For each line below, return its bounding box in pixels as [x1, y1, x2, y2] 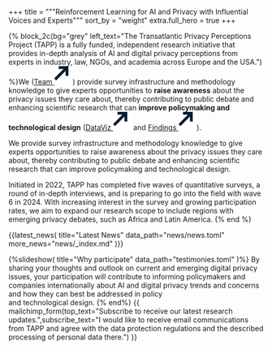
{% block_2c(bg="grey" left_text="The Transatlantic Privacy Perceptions [8, 32, 252, 41]
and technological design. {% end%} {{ [8, 298, 140, 307]
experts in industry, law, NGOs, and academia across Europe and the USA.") [8, 57, 262, 67]
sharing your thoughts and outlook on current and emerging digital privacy [8, 263, 258, 273]
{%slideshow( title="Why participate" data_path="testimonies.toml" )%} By [8, 255, 260, 264]
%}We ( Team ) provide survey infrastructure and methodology [8, 77, 235, 86]
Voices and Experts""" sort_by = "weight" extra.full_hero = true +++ [8, 15, 236, 25]
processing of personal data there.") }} [8, 332, 138, 342]
